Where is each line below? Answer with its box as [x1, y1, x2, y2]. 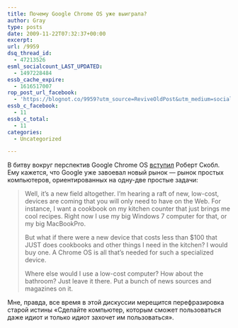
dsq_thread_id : [7, 50, 52, 57]
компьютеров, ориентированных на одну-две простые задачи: [7, 176, 198, 184]
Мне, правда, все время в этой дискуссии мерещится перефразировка [7, 298, 225, 307]
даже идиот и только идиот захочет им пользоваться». [7, 313, 175, 322]
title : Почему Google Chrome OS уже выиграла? [7, 10, 147, 18]
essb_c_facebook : [7, 102, 59, 110]
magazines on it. [24, 284, 73, 293]
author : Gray [7, 17, 46, 24]
